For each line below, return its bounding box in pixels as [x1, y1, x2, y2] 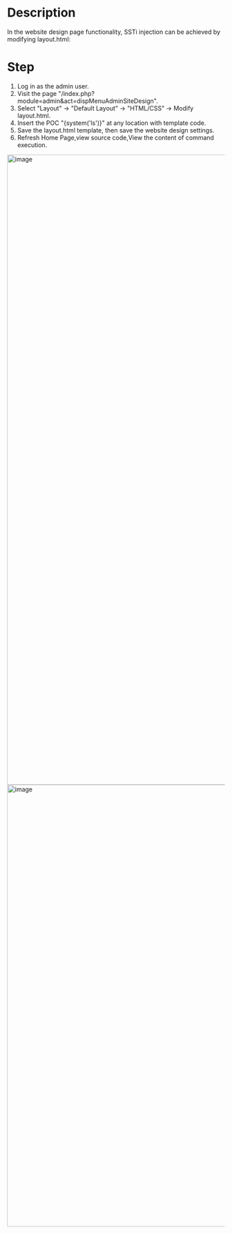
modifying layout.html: [7, 35, 71, 43]
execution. [17, 140, 48, 149]
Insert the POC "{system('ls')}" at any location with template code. [17, 119, 206, 127]
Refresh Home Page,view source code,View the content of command [17, 133, 214, 142]
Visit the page [17, 89, 57, 97]
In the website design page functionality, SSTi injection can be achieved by [7, 28, 221, 36]
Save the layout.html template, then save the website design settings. [17, 126, 215, 134]
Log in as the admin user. [17, 81, 89, 90]
